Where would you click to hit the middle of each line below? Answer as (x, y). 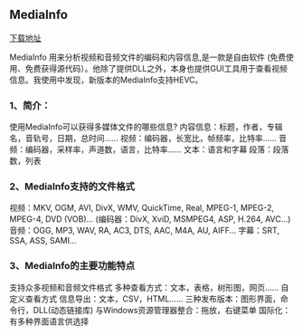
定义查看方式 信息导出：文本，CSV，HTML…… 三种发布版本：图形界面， (145, 299)
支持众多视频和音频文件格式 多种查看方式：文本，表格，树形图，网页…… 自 (149, 287)
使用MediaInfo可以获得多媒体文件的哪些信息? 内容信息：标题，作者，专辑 (146, 127)
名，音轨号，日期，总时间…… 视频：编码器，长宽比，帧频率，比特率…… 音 (148, 139)
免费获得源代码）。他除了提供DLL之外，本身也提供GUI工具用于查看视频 (156, 68)
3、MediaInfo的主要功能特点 (72, 266)
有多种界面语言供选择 (49, 321)
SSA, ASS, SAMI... (43, 241)
